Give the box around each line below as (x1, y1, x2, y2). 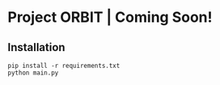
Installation (7, 40, 66, 54)
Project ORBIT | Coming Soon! (7, 8, 213, 27)
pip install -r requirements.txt (7, 62, 121, 70)
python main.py (7, 69, 59, 77)
